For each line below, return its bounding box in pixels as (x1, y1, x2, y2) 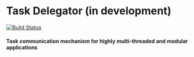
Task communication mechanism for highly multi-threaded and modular (6, 37, 189, 45)
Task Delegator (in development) (6, 4, 171, 18)
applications (6, 43, 37, 51)
